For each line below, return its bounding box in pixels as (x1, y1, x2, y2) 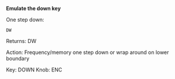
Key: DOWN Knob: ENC (6, 66, 62, 73)
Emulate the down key (6, 5, 61, 12)
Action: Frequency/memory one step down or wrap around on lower (6, 49, 169, 56)
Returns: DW (6, 38, 37, 44)
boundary (6, 55, 30, 62)
